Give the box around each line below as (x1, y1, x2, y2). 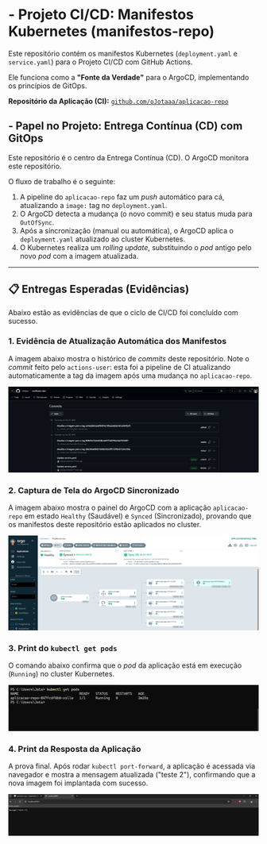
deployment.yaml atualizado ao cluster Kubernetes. (19, 234, 185, 244)
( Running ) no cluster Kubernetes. (8, 669, 115, 679)
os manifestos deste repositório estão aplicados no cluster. (8, 519, 202, 529)
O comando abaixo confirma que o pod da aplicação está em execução (8, 661, 242, 670)
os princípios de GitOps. (8, 81, 87, 91)
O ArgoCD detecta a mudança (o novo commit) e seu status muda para (19, 209, 253, 218)
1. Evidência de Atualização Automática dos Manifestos (8, 336, 227, 347)
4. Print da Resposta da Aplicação (8, 743, 141, 754)
